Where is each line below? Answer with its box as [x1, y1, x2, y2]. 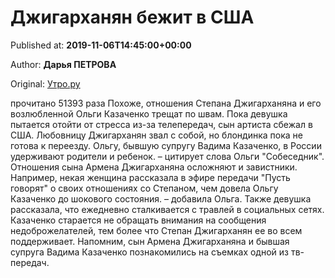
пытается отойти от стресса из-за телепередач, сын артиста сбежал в [10, 118, 313, 130]
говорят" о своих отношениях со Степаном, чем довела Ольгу [10, 182, 279, 194]
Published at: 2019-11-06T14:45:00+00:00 [10, 39, 192, 51]
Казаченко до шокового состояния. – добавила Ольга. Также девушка [10, 192, 312, 205]
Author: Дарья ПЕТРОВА [10, 58, 117, 70]
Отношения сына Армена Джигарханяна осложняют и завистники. [10, 161, 298, 173]
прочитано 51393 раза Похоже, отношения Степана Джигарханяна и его [10, 97, 322, 109]
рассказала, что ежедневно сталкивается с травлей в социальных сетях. [10, 203, 325, 215]
